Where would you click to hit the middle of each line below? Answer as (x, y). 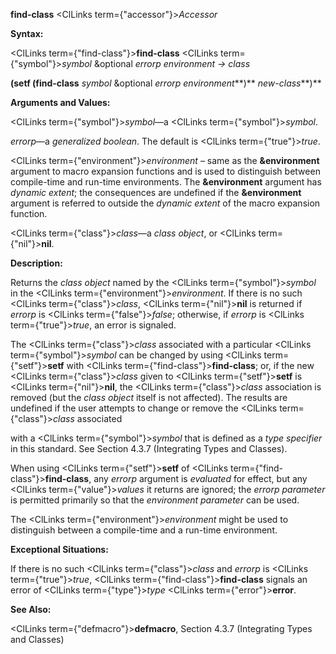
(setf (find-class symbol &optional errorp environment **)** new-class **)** (166, 83)
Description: (36, 263)
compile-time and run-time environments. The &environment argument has (166, 182)
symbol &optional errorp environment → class (156, 63)
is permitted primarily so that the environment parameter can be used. (155, 500)
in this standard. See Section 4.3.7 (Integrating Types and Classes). (149, 448)
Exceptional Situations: (59, 549)
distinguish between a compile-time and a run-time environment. (144, 530)
